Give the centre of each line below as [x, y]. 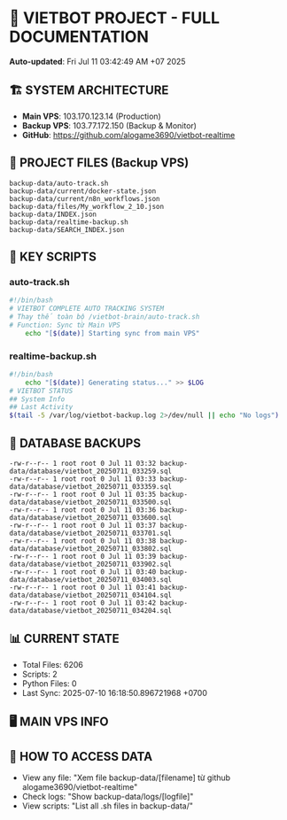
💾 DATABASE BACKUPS [75, 443]
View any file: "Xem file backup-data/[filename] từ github [126, 777]
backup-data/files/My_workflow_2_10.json [87, 206]
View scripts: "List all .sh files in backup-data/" [107, 806]
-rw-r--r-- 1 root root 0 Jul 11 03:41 [83, 587]
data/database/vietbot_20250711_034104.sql [91, 595]
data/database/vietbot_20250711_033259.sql [91, 471]
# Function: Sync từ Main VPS [65, 325]
